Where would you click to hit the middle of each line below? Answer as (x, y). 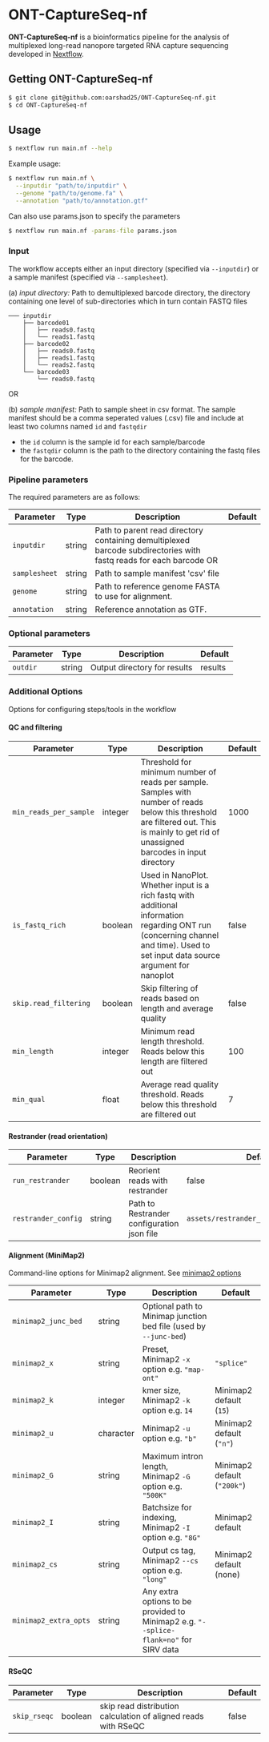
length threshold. (173, 1041)
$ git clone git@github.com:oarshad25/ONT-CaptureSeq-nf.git (112, 98)
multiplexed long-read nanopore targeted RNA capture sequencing (118, 45)
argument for (165, 965)
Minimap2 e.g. (169, 1622)
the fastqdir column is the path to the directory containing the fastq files (140, 450)
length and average (177, 1008)
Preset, (156, 1350)
